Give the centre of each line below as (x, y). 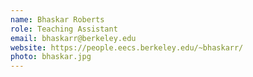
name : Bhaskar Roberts (57, 19)
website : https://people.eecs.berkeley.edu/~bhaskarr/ (127, 47)
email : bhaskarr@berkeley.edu (73, 38)
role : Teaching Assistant (64, 29)
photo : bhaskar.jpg (51, 57)
